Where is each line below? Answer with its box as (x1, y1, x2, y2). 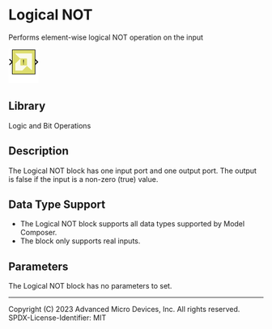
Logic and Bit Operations (8, 120, 91, 130)
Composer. (19, 228, 57, 238)
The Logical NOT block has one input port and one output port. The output (8, 166, 257, 175)
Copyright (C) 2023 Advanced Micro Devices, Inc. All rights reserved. (8, 305, 240, 314)
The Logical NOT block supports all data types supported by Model (19, 219, 245, 229)
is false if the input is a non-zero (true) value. (8, 174, 159, 183)
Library (8, 99, 46, 113)
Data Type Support (8, 197, 106, 211)
